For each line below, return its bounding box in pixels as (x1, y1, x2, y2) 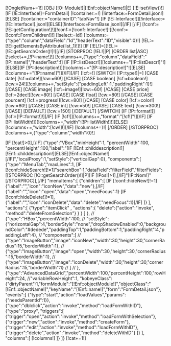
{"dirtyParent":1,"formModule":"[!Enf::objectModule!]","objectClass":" (5, 281, 152, 287)
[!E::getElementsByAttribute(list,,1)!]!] (5, 43, 83, 49)
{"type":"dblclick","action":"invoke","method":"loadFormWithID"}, (5, 303, 142, 309)
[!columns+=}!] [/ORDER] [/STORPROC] (75, 124, 158, 130)
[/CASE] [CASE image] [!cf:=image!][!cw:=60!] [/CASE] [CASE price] (5, 86, 149, 92)
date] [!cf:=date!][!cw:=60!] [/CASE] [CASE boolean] (5, 76, 116, 81)
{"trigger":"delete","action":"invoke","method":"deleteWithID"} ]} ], (5, 330, 144, 336)
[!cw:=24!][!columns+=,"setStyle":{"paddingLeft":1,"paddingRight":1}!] (5, 81, 153, 87)
